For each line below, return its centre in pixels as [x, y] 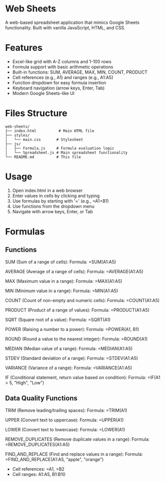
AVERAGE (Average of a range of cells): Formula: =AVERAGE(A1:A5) [74, 271]
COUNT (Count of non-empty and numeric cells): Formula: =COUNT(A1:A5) [82, 300]
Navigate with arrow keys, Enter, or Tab [53, 211]
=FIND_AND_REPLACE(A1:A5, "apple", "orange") [54, 459]
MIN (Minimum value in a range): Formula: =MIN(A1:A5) [62, 291]
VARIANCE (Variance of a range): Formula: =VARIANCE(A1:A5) [69, 368]
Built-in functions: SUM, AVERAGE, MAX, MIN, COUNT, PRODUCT [80, 72]
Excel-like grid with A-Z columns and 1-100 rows [62, 61]
